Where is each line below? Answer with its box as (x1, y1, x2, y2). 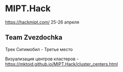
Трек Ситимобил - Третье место (5, 46, 73, 52)
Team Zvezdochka (5, 33, 62, 42)
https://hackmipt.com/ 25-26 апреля (5, 19, 80, 25)
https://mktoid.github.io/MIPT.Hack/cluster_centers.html (5, 61, 118, 67)
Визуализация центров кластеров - (5, 56, 79, 62)
